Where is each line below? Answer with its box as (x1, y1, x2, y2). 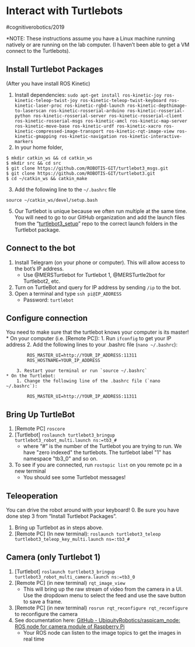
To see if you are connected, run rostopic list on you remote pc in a (14, 462, 182, 469)
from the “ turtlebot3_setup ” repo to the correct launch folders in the (14, 220, 178, 227)
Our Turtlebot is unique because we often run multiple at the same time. (14, 207, 188, 215)
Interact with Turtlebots (6, 4, 123, 18)
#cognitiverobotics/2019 (6, 23, 65, 31)
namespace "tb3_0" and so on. (23, 455, 98, 462)
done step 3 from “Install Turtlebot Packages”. (6, 513, 117, 520)
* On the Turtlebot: (6, 373, 57, 379)
